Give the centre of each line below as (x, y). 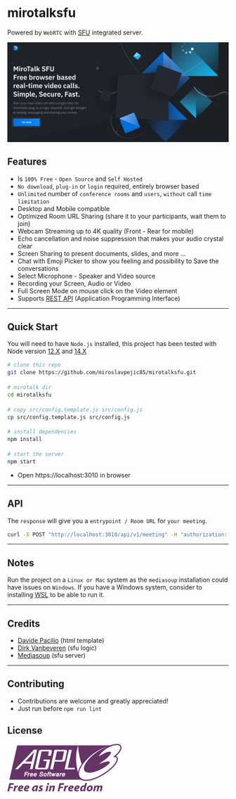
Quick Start (33, 327)
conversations (38, 268)
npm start (22, 461)
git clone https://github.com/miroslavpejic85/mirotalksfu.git (102, 373)
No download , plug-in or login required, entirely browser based (108, 186)
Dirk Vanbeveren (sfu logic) (57, 648)
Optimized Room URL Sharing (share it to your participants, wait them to (122, 216)
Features (27, 162)
